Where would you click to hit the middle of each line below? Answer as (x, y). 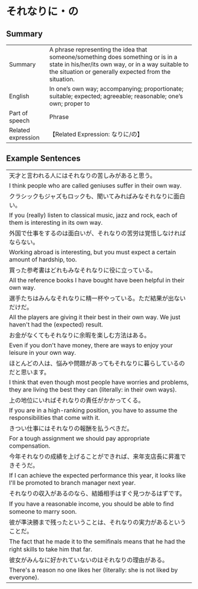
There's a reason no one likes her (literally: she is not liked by (93, 569)
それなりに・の (42, 12)
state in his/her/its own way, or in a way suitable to (119, 64)
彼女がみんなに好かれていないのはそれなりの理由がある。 (89, 560)
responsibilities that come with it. (55, 418)
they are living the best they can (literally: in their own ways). (93, 389)
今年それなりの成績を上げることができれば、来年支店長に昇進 (95, 457)
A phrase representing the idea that (98, 49)
